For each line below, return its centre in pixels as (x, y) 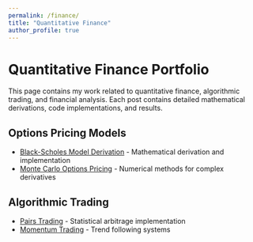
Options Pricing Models (67, 132)
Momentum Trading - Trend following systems (95, 229)
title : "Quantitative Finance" (60, 23)
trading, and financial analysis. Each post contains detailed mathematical (127, 100)
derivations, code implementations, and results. (86, 108)
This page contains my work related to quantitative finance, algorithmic (124, 91)
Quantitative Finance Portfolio (109, 69)
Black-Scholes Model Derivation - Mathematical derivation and (122, 152)
